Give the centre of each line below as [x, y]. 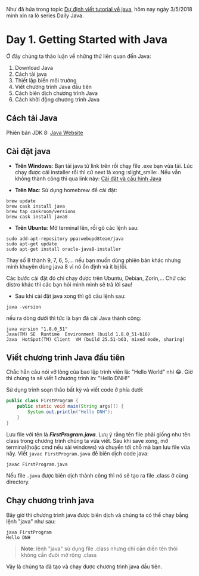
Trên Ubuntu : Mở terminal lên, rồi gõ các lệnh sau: [77, 227]
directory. [18, 482]
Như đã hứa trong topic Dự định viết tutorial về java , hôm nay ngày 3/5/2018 [99, 9]
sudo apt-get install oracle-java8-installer [63, 249]
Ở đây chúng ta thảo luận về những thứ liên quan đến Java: [79, 56]
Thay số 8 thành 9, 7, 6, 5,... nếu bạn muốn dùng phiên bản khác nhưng [94, 260]
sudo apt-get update [32, 244]
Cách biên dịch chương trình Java [56, 93]
